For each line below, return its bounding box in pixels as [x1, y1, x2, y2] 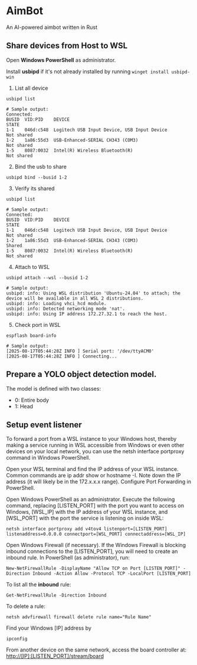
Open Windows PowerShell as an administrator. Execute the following [6, 496, 175, 503]
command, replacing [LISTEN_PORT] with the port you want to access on [6, 502, 185, 509]
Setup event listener [6, 420, 83, 430]
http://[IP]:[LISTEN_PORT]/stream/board [6, 653, 104, 660]
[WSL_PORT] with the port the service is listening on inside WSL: [6, 515, 164, 522]
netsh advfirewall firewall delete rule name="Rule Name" [6, 614, 152, 620]
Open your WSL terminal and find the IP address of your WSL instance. [6, 466, 179, 473]
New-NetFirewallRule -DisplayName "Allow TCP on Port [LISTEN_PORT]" [6, 565, 181, 572]
